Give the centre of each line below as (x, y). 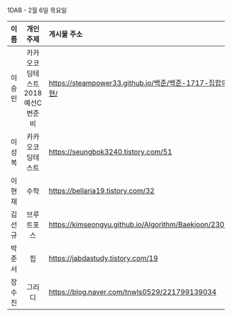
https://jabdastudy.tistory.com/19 (104, 258)
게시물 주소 (66, 34)
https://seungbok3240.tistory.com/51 (110, 152)
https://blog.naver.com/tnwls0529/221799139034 (133, 292)
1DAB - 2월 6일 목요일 (37, 10)
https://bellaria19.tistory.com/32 (102, 191)
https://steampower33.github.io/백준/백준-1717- (129, 83)
